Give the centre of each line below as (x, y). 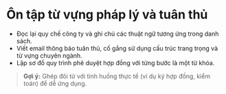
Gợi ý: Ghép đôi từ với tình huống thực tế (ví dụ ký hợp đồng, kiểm (117, 76)
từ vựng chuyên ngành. (49, 56)
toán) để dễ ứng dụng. (55, 83)
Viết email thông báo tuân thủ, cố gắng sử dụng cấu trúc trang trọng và (117, 48)
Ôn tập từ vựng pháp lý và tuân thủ (107, 15)
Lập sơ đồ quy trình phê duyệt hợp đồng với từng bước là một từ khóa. (115, 62)
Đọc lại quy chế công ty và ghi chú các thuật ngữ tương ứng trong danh (117, 34)
